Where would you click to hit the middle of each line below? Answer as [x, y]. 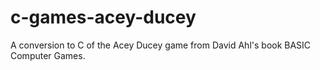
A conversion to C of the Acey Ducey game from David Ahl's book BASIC [161, 45]
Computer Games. [48, 55]
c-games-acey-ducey [103, 17]
